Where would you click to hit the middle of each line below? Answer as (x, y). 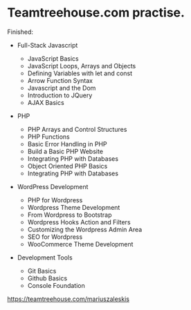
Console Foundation (56, 285)
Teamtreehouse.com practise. (96, 13)
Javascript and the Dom (62, 88)
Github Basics (47, 278)
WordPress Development (53, 186)
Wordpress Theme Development (74, 207)
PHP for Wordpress (55, 200)
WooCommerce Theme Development (80, 244)
